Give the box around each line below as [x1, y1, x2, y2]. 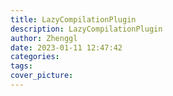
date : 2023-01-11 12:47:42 [10, 42, 123, 53]
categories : [10, 52, 60, 62]
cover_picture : [10, 71, 74, 81]
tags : [10, 61, 33, 71]
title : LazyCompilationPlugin [10, 14, 137, 25]
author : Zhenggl [10, 33, 78, 43]
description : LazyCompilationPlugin [10, 24, 163, 34]
